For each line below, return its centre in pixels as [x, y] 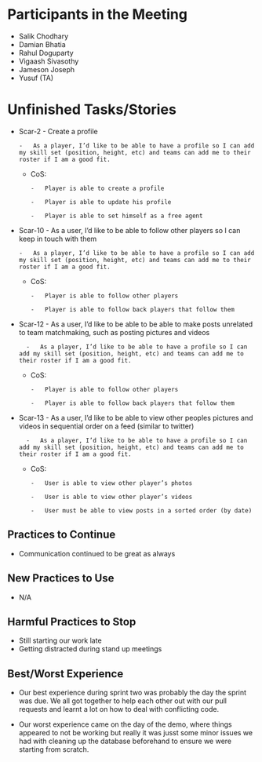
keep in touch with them [58, 239]
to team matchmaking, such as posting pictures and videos [114, 332]
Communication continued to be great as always [97, 553]
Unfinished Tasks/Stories [92, 109]
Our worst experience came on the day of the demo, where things [125, 724]
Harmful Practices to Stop [72, 622]
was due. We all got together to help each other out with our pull [122, 701]
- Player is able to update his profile [101, 202]
